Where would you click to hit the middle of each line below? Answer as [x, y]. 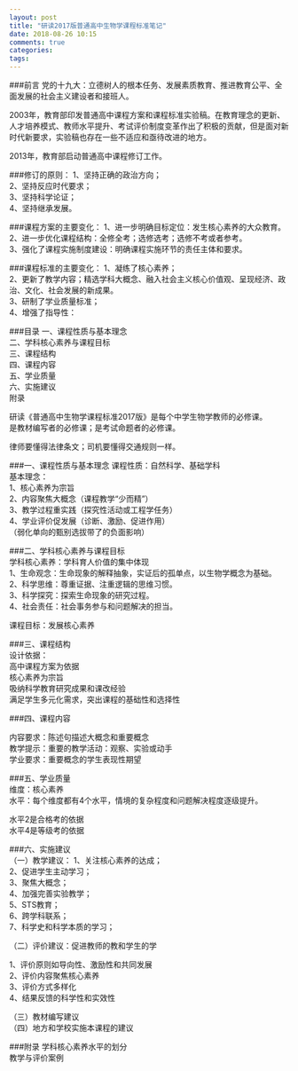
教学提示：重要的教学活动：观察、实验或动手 [91, 748]
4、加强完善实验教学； [51, 894]
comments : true [37, 42]
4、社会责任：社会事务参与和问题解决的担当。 [94, 606]
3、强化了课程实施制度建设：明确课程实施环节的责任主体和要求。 [128, 249]
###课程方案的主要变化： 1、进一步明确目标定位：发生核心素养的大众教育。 [148, 227]
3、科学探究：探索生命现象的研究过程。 [82, 595]
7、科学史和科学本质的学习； [62, 927]
